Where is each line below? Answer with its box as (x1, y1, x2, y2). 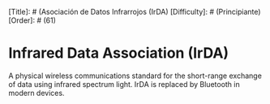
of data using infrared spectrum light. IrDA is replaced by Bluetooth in (8, 79, 241, 89)
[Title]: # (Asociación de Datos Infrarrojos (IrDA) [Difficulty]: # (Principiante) (8, 7, 261, 16)
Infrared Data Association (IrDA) (8, 44, 229, 63)
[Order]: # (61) (8, 15, 57, 25)
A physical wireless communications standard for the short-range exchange (8, 71, 262, 80)
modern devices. (8, 88, 65, 97)
